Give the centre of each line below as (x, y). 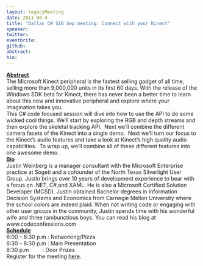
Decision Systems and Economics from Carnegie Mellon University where (99, 198)
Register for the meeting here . (44, 256)
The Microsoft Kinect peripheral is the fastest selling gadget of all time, (95, 81)
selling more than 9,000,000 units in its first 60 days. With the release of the (102, 88)
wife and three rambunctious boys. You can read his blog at (81, 217)
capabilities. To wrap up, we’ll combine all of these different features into (98, 146)
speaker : (17, 29)
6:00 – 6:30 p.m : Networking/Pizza (51, 237)
